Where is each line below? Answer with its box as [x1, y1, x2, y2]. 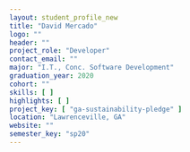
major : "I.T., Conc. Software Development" [9, 63, 175, 72]
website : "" [9, 122, 54, 131]
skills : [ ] [9, 88, 54, 97]
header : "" [9, 38, 50, 47]
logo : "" [9, 30, 42, 38]
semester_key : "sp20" [9, 130, 91, 139]
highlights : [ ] [9, 96, 70, 106]
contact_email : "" [9, 55, 78, 63]
